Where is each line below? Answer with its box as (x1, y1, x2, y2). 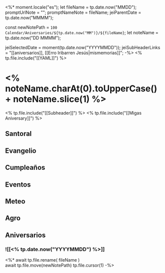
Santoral (5, 130, 32, 138)
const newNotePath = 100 (5, 24, 58, 30)
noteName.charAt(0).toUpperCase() (5, 83, 158, 94)
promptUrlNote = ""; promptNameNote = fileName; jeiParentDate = (5, 9, 142, 15)
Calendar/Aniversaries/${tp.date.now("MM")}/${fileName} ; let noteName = (5, 30, 159, 35)
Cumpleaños (5, 163, 45, 172)
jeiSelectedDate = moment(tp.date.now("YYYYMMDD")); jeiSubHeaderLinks (5, 45, 161, 50)
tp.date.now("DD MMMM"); (5, 35, 61, 41)
